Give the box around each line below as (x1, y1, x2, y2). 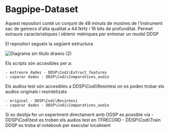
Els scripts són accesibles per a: (5, 60, 72, 66)
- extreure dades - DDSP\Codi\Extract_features (5, 70, 107, 75)
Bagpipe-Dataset (5, 4, 78, 15)
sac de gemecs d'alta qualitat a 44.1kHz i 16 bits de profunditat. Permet (5, 25, 153, 31)
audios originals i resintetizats (5, 88, 67, 94)
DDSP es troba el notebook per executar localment (5, 122, 111, 128)
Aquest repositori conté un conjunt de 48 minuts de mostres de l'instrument (5, 20, 163, 26)
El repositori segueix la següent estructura (5, 40, 93, 46)
